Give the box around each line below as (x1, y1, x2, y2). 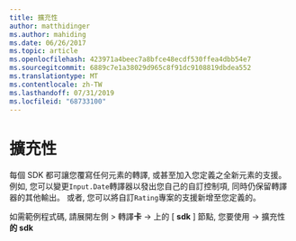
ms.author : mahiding (9, 30, 87, 39)
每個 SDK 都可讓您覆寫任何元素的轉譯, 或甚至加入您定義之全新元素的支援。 (9, 170, 287, 181)
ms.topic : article (9, 47, 78, 56)
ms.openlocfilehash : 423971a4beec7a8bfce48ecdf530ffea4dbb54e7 (9, 55, 252, 64)
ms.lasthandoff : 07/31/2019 (9, 88, 115, 97)
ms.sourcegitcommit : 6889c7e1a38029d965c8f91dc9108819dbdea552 (9, 64, 252, 73)
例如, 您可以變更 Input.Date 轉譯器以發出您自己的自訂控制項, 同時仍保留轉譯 (9, 181, 288, 192)
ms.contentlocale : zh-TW (9, 80, 103, 89)
